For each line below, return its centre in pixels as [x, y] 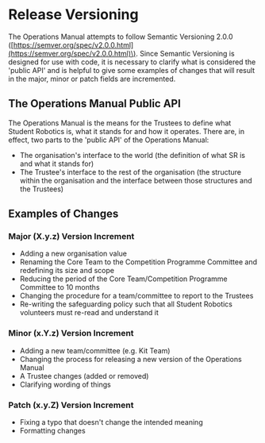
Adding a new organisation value [73, 254]
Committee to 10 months [60, 287]
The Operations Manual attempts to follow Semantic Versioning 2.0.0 [121, 37]
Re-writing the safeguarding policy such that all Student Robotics [126, 304]
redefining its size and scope [67, 271]
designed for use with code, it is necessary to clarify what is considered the [132, 62]
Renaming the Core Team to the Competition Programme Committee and [138, 262]
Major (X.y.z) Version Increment [71, 237]
